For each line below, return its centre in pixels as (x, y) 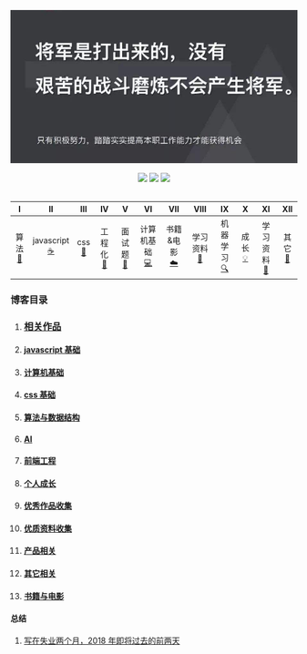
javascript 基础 (52, 350)
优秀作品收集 (47, 506)
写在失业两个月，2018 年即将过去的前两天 (102, 640)
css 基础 (40, 395)
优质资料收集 (47, 528)
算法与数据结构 (51, 417)
